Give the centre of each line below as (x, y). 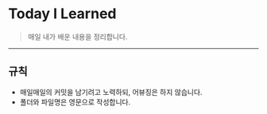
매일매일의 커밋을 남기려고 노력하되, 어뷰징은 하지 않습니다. (111, 92)
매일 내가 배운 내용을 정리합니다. (77, 36)
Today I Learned (62, 14)
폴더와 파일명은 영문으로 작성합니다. (75, 102)
